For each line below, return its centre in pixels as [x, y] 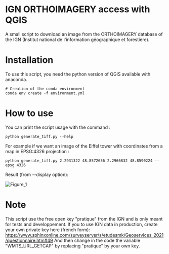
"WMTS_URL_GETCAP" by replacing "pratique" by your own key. [73, 246]
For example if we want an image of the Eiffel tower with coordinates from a [84, 146]
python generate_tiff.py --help [39, 136]
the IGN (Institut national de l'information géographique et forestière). [77, 40]
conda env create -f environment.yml [45, 93]
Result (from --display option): [37, 174]
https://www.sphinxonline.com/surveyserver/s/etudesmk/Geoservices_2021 [85, 235]
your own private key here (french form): [48, 230]
